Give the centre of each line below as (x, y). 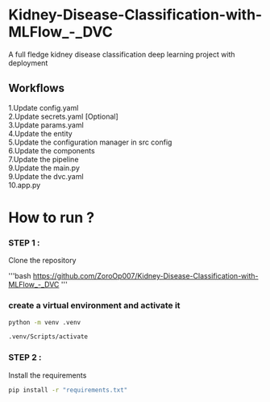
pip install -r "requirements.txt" (68, 390)
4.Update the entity (40, 133)
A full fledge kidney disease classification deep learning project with (122, 54)
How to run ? (52, 218)
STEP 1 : (24, 242)
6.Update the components (52, 150)
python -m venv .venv (45, 322)
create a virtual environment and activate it (94, 306)
